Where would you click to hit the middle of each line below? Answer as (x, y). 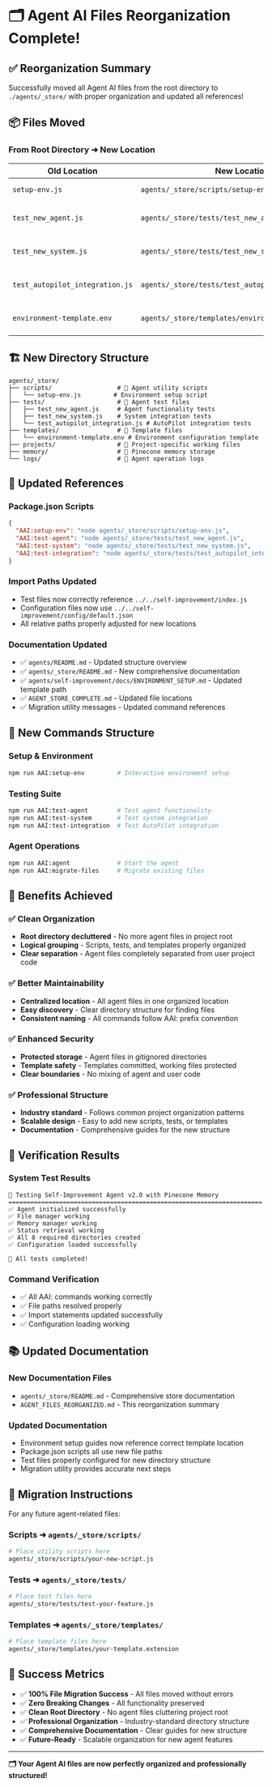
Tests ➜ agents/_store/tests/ (68, 1580)
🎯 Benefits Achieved (61, 896)
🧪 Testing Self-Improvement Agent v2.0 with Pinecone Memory (114, 1195)
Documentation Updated (58, 645)
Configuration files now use (66, 607)
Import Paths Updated (53, 581)
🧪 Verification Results (64, 1155)
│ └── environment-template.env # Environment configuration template (134, 437)
